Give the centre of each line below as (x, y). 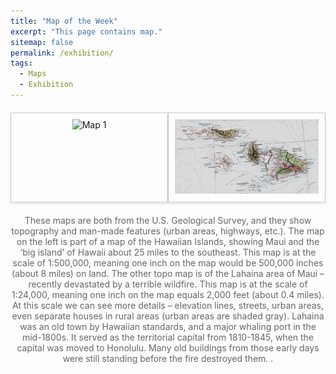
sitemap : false (42, 42)
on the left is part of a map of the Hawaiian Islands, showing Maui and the (168, 242)
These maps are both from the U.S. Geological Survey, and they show (168, 221)
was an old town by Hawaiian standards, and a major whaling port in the (168, 327)
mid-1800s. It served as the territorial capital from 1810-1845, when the (168, 337)
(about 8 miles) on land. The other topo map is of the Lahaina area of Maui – (168, 274)
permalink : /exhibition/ (62, 53)
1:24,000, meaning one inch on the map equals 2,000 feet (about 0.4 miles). (168, 295)
